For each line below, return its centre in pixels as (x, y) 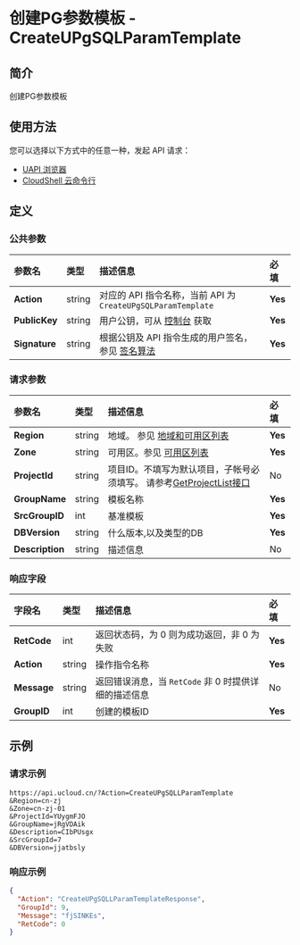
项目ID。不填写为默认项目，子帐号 (179, 469)
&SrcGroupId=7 (36, 840)
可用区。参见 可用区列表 (158, 452)
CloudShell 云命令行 (59, 180)
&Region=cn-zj (36, 800)
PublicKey (36, 320)
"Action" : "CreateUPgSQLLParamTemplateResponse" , (111, 899)
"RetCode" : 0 (42, 924)
